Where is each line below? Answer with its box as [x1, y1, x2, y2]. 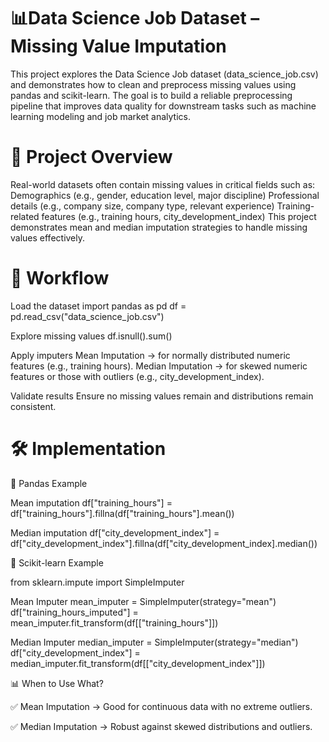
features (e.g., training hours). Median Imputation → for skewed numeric [10, 360, 308, 372]
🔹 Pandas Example [10, 477, 88, 489]
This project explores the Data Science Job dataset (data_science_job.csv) [10, 68, 319, 80]
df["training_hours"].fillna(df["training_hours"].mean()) [10, 507, 235, 519]
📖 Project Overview [10, 146, 173, 169]
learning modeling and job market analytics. [10, 110, 191, 122]
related [10, 210, 40, 222]
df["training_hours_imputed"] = [10, 606, 139, 618]
